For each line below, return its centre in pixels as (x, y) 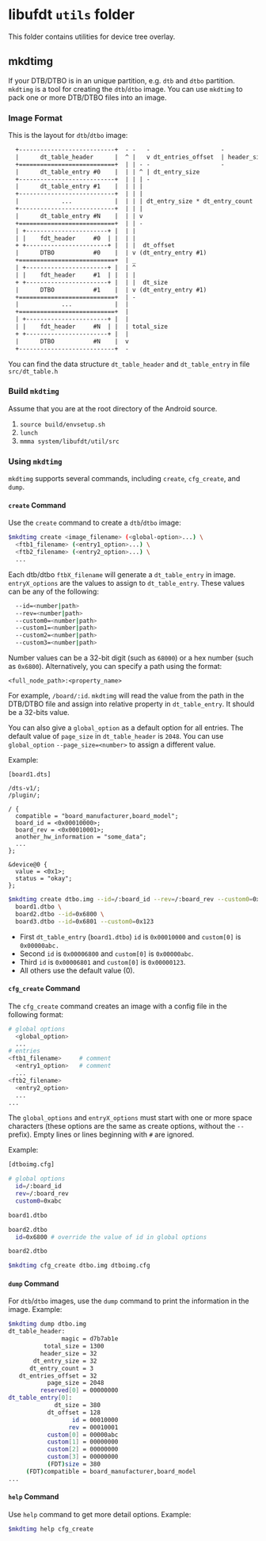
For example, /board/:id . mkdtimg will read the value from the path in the (126, 696)
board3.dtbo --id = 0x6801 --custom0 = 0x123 (85, 921)
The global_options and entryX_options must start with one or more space (130, 1118)
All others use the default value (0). (77, 970)
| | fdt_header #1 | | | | (76, 275)
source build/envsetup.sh (62, 424)
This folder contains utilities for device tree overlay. (92, 36)
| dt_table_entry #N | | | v (80, 216)
